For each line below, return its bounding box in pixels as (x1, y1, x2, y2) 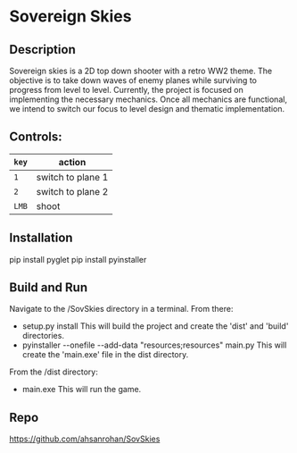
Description (9, 42, 76, 57)
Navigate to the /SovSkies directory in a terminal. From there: (9, 304, 234, 315)
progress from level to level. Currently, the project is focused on (9, 85, 243, 95)
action (58, 155, 87, 168)
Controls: (9, 130, 62, 145)
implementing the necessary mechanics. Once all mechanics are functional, (9, 94, 288, 105)
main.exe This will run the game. (21, 384, 142, 395)
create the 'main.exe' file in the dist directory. (21, 349, 189, 360)
